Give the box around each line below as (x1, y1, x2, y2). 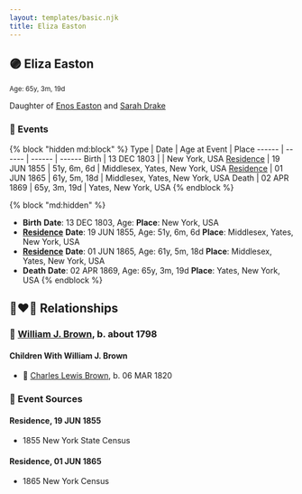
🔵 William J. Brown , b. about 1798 (9, 327, 158, 340)
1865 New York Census (22, 476, 110, 487)
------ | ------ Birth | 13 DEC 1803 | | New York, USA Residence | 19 (31, 153, 281, 163)
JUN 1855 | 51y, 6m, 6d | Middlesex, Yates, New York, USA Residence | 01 (9, 163, 284, 173)
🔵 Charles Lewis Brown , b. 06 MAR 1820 (22, 370, 173, 381)
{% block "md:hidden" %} (9, 200, 106, 210)
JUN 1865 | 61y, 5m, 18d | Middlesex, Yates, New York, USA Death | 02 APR (9, 172, 289, 183)
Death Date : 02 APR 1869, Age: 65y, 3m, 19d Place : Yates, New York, (22, 265, 281, 275)
